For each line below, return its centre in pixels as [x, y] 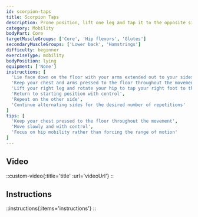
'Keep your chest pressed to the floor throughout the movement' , [95, 121]
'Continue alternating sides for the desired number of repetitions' [98, 105]
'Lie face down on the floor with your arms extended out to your [95, 77]
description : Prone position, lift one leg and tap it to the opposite [96, 22]
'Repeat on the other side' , [47, 99]
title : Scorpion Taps [33, 17]
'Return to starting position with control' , [68, 94]
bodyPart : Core [25, 34]
